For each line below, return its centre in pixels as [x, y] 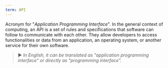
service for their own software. [37, 45]
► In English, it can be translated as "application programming [83, 55]
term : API [16, 10]
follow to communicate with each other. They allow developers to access [81, 34]
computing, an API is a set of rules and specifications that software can [80, 29]
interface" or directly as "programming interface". [70, 60]
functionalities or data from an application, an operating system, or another [83, 40]
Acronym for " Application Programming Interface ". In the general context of [84, 24]
